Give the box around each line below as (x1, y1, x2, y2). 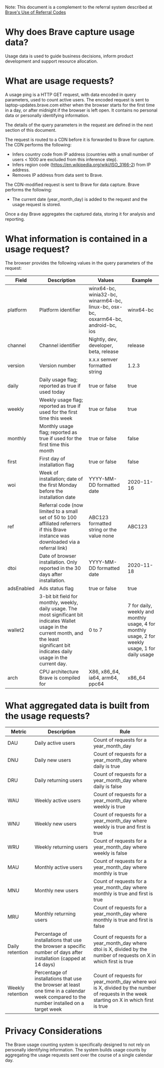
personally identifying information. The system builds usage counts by (5, 1046, 146, 1052)
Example (131, 277, 153, 284)
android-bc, (88, 322, 117, 329)
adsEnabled (7, 585, 35, 592)
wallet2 (7, 626, 24, 633)
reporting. (5, 216, 25, 222)
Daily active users (34, 739, 76, 746)
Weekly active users (34, 797, 81, 804)
